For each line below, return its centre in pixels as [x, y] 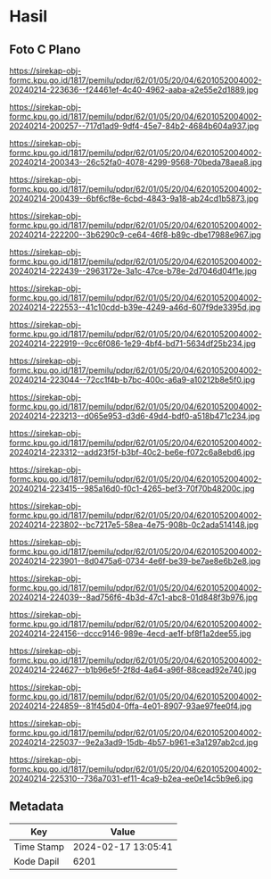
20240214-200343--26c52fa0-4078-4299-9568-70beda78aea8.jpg [136, 162]
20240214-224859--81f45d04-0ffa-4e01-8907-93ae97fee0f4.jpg [131, 706]
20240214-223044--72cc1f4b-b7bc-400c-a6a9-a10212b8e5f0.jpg [132, 380]
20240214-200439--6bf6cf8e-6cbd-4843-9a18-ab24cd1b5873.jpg [134, 199]
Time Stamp [39, 847]
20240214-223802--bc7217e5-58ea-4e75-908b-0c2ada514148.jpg [134, 525]
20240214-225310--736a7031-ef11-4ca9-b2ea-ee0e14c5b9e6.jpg [131, 779]
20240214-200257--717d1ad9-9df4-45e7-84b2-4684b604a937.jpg [134, 126]
